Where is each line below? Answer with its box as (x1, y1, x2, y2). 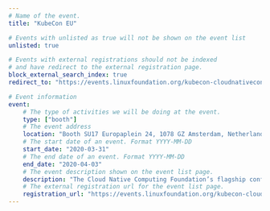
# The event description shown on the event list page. (22, 168, 215, 176)
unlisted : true (8, 41, 59, 49)
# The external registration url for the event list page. (22, 183, 225, 191)
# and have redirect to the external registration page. (8, 64, 203, 72)
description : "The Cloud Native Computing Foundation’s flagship (22, 175, 247, 184)
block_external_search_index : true (8, 71, 128, 79)
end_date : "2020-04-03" (22, 160, 103, 168)
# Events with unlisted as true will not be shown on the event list (8, 34, 247, 42)
